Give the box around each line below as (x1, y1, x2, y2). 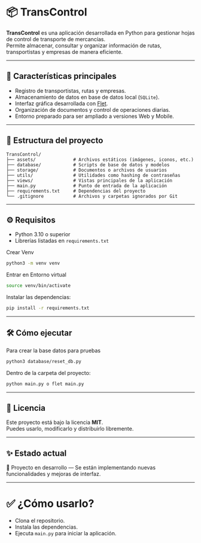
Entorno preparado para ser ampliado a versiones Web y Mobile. (14, 112, 175, 120)
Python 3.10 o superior (14, 231, 71, 238)
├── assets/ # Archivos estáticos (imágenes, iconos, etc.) (6, 157, 194, 163)
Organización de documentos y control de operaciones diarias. (14, 106, 170, 113)
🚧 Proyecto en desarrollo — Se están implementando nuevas (6, 464, 156, 471)
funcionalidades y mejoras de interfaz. (6, 471, 101, 478)
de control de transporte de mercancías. (6, 35, 106, 42)
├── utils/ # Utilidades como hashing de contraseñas (6, 172, 181, 178)
